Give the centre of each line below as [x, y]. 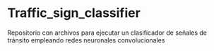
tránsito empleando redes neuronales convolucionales [86, 40]
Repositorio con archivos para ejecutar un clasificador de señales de [107, 33]
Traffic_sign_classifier [74, 13]
